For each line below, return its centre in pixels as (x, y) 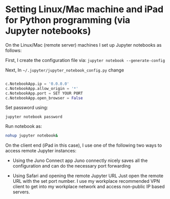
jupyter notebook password (34, 117)
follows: (13, 50)
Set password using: (27, 108)
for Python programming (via (68, 20)
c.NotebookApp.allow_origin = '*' (42, 88)
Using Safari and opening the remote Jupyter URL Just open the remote (88, 176)
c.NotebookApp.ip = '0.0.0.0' (37, 84)
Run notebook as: (24, 126)
